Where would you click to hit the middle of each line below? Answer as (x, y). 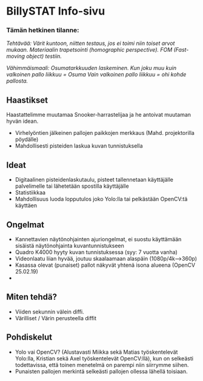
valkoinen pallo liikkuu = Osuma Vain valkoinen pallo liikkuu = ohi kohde (96, 75)
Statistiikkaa (30, 193)
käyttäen (26, 205)
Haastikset (27, 100)
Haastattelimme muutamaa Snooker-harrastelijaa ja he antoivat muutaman (99, 115)
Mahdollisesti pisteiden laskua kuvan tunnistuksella (79, 146)
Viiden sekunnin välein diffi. (49, 312)
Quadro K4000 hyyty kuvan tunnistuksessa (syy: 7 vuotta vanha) (96, 252)
